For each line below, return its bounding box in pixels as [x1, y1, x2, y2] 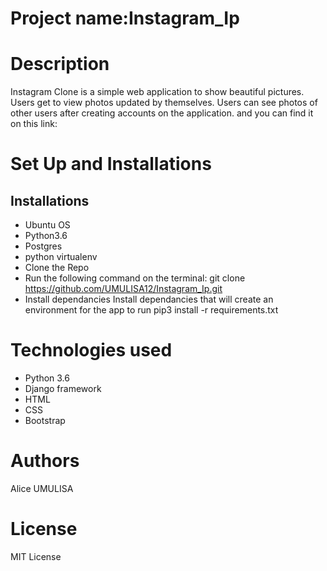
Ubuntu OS [24, 219, 71, 231]
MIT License [10, 550, 62, 562]
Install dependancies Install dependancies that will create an [24, 293, 274, 306]
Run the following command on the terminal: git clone [24, 272, 246, 284]
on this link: [10, 118, 58, 130]
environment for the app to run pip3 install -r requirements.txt [24, 304, 279, 316]
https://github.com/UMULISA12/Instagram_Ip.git [24, 283, 223, 295]
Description [10, 53, 110, 76]
